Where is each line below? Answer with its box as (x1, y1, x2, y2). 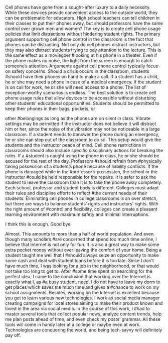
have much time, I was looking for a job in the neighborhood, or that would (5, 263, 159, 269)
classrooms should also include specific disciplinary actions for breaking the (5, 148, 163, 153)
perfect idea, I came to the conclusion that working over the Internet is (5, 274, 151, 279)
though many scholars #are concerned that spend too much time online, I (5, 236, 157, 242)
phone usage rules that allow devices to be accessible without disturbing (5, 95, 156, 101)
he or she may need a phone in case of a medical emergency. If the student (5, 79, 161, 85)
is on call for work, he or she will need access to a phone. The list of (5, 84, 146, 90)
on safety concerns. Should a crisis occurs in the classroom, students (5, 68, 149, 74)
